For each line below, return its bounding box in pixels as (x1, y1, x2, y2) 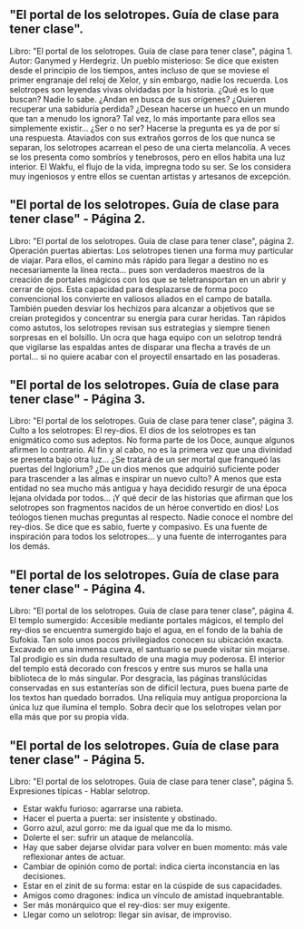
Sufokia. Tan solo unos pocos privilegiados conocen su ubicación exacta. (9, 634, 284, 645)
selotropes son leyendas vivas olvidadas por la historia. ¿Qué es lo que (9, 83, 275, 94)
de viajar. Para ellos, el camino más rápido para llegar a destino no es (9, 254, 270, 266)
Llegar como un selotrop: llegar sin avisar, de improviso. (22, 909, 232, 920)
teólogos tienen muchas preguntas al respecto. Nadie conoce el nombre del (9, 512, 293, 523)
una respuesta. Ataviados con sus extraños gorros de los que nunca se (9, 132, 276, 143)
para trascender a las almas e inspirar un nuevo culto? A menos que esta (9, 474, 282, 484)
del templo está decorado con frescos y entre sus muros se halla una (9, 663, 269, 674)
